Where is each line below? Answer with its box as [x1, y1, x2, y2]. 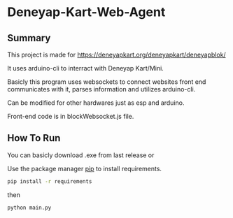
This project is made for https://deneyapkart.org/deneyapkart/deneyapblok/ [7, 50, 226, 59]
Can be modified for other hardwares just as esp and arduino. [7, 99, 185, 107]
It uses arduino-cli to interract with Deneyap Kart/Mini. [7, 64, 164, 72]
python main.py [7, 204, 52, 211]
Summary [7, 32, 51, 44]
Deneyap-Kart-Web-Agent [7, 4, 166, 20]
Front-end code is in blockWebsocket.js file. [7, 112, 134, 120]
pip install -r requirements [7, 177, 92, 185]
